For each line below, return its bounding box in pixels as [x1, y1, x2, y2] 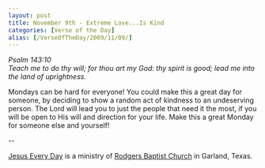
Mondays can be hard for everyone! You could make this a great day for [8, 88, 243, 97]
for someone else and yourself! [8, 121, 110, 130]
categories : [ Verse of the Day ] [8, 26, 115, 34]
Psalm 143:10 [8, 55, 51, 65]
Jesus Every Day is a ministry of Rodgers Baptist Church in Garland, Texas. [8, 151, 253, 161]
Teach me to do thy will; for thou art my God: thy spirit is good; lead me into [8, 64, 256, 73]
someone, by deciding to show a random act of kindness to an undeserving [8, 95, 255, 105]
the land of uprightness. [8, 72, 87, 81]
